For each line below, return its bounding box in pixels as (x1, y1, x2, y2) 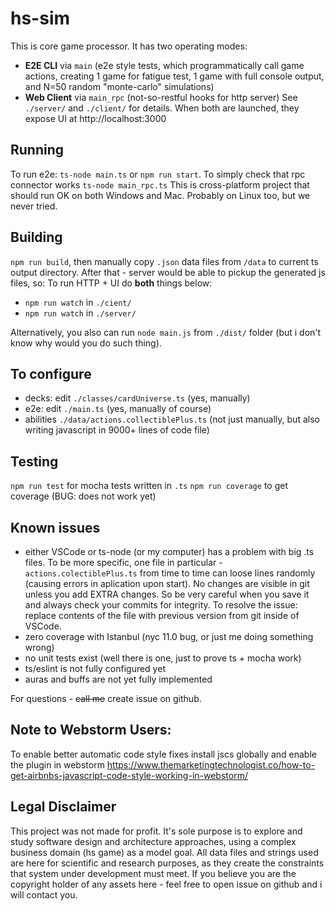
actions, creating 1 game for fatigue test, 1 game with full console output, (24, 70, 325, 82)
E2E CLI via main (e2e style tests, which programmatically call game (24, 59, 305, 71)
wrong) (24, 642, 55, 653)
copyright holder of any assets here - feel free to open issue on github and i (10, 878, 323, 890)
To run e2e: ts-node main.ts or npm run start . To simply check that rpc (10, 168, 306, 180)
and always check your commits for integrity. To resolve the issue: (24, 599, 298, 611)
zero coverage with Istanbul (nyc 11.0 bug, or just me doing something (24, 631, 314, 642)
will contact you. (10, 888, 78, 901)
